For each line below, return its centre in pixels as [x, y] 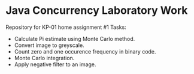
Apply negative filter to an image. [55, 64]
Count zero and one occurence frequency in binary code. [85, 51]
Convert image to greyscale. [49, 45]
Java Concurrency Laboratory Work [97, 11]
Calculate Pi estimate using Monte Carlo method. [75, 39]
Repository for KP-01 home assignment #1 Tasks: [66, 27]
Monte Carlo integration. [44, 58]
